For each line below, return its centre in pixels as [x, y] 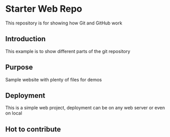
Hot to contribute [33, 129]
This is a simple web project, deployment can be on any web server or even [85, 108]
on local [14, 113]
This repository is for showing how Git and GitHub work [64, 23]
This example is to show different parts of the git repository [68, 51]
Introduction [26, 39]
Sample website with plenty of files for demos [54, 79]
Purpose [19, 67]
